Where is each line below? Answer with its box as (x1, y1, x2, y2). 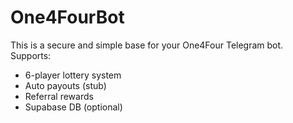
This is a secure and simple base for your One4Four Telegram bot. (10, 39, 284, 51)
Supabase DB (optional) (24, 101, 123, 113)
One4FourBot (10, 6, 125, 29)
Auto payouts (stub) (24, 79, 107, 91)
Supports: (10, 49, 52, 61)
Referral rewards (24, 90, 94, 102)
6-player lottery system (24, 69, 122, 81)
